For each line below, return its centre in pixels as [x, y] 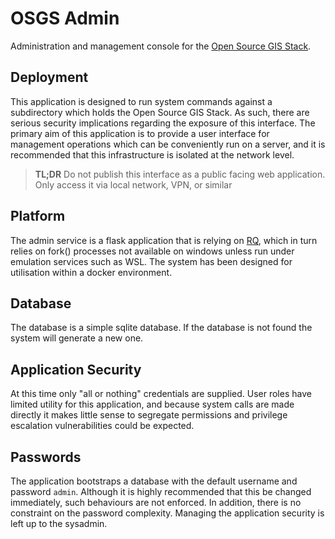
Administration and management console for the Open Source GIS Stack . [161, 46]
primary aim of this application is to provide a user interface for [140, 133]
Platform [38, 216]
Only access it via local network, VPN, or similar [133, 184]
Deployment [49, 77]
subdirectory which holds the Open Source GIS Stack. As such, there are [160, 112]
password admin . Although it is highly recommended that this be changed [161, 491]
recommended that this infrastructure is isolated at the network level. [152, 154]
